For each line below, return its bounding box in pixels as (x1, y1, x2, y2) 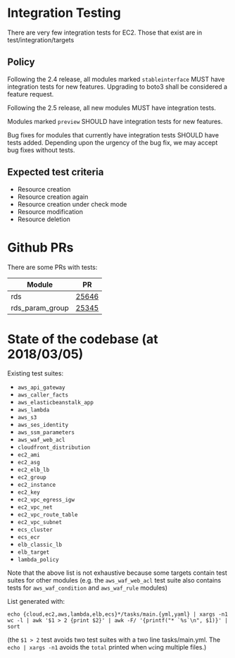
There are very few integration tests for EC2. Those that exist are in (7, 28, 203, 37)
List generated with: (7, 597, 65, 606)
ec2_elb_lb (17, 466, 50, 473)
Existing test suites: (7, 369, 64, 378)
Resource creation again (17, 192, 89, 201)
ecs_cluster (17, 526, 53, 533)
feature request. (7, 89, 54, 98)
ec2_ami (17, 452, 40, 459)
